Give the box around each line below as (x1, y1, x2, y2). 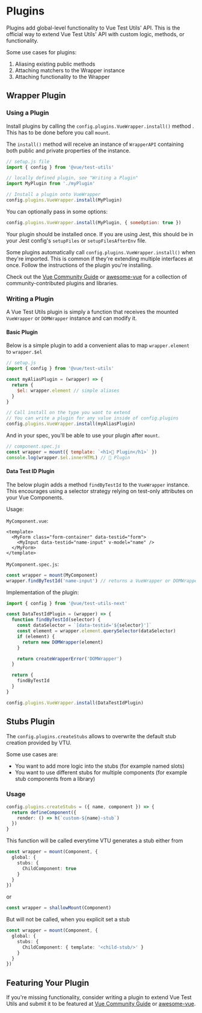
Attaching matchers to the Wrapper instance (14, 66, 125, 74)
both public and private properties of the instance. (6, 146, 131, 154)
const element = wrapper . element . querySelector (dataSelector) (17, 628, 176, 634)
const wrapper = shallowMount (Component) (6, 905, 112, 911)
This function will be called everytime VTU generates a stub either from (6, 837, 183, 844)
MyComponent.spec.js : (6, 560, 60, 568)
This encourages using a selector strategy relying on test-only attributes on (6, 487, 194, 495)
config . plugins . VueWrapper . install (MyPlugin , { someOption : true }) (6, 219, 182, 225)
